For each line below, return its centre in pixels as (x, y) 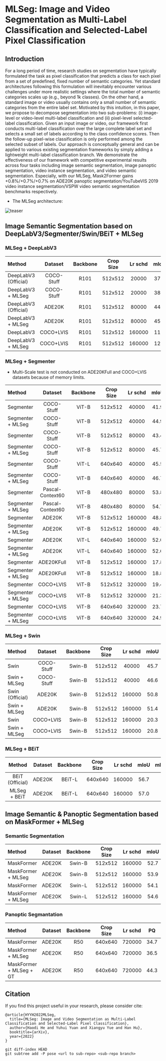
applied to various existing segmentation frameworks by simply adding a (79, 150)
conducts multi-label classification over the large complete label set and (79, 129)
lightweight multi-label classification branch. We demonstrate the (71, 155)
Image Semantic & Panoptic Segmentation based (82, 814)
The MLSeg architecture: (38, 201)
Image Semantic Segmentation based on (69, 226)
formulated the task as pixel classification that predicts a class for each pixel (83, 76)
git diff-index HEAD (26, 1050)
